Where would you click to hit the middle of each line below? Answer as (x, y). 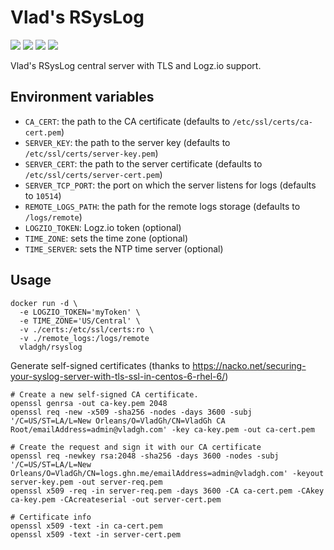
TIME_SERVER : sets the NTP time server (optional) (124, 248)
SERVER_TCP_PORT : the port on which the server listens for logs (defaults (170, 185)
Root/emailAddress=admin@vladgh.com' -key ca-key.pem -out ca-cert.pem (162, 429)
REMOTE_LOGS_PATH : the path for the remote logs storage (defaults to (162, 206)
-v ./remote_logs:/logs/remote (84, 338)
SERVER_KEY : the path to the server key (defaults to (127, 142)
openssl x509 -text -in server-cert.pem (96, 534)
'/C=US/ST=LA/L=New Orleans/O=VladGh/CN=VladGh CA (118, 421)
